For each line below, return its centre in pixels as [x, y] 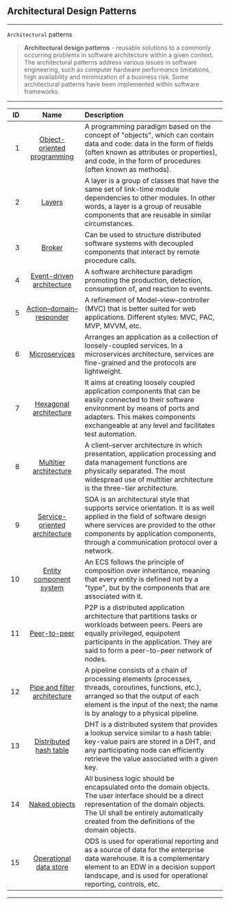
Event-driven [52, 276]
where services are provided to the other [150, 525]
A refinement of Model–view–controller [147, 300]
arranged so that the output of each [142, 695]
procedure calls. [111, 260]
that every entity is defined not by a [141, 579]
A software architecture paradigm [139, 271]
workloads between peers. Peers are [144, 625]
